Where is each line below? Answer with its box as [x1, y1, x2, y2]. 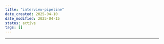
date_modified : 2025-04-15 [5, 16, 60, 21]
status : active [5, 20, 36, 26]
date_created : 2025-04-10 [5, 12, 58, 16]
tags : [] [5, 25, 23, 30]
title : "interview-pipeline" [5, 7, 64, 12]
